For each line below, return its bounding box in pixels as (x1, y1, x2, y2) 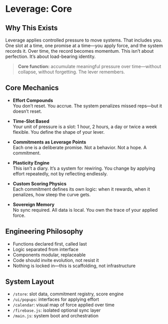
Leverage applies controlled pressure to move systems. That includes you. (5, 37, 162, 43)
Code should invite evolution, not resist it (12, 257, 99, 263)
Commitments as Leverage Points (12, 139, 87, 145)
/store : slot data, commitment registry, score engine (12, 291, 124, 297)
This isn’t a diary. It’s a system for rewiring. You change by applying (12, 165, 155, 171)
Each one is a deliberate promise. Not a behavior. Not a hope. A (12, 144, 147, 150)
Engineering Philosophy (5, 227, 83, 236)
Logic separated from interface (12, 246, 78, 252)
